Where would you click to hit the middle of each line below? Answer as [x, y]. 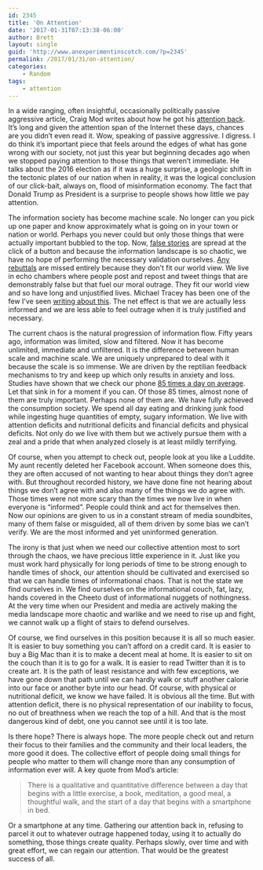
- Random [37, 74]
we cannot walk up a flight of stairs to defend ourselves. [99, 622]
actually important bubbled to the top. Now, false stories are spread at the [128, 243]
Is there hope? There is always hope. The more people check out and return [131, 736]
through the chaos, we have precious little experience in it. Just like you [124, 556]
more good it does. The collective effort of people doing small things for [124, 753]
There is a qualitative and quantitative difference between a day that [137, 785]
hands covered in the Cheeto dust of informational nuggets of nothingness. [130, 597]
